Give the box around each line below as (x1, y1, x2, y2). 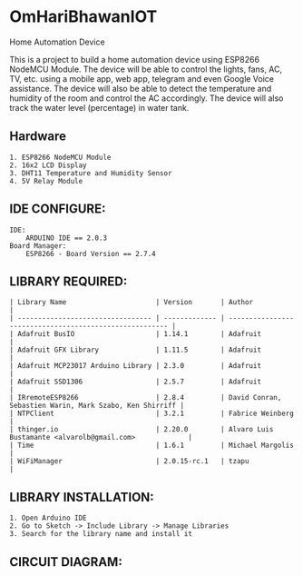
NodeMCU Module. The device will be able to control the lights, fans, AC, (9, 64, 283, 74)
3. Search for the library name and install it (9, 530, 193, 539)
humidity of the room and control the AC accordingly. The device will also (9, 93, 284, 104)
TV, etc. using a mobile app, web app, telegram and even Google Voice (9, 73, 275, 84)
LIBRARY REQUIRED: (9, 273, 128, 289)
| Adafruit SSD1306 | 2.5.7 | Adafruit (9, 377, 261, 387)
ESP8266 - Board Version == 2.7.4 (25, 249, 156, 258)
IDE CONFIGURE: (9, 202, 106, 217)
